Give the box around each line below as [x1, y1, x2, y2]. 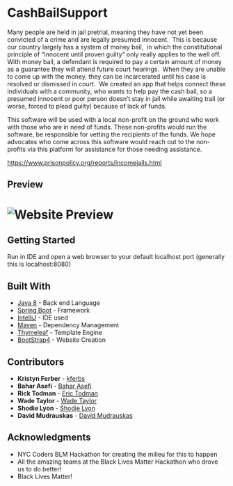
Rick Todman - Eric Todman [17, 389, 99, 398]
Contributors [7, 356, 65, 368]
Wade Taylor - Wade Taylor [17, 396, 97, 405]
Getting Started [7, 234, 76, 246]
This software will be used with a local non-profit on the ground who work [7, 115, 219, 123]
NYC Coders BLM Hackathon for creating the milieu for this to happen [17, 450, 218, 458]
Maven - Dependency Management [17, 321, 120, 329]
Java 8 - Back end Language [17, 299, 101, 307]
